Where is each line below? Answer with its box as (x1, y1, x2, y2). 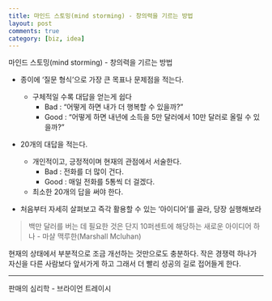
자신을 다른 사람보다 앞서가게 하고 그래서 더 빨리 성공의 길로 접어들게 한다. (8, 259, 241, 269)
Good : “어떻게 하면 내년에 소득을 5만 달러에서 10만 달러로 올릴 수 (44, 112, 252, 122)
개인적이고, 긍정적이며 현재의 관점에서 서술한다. (32, 157, 182, 167)
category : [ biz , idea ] (8, 34, 85, 43)
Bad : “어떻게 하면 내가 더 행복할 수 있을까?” (44, 102, 184, 112)
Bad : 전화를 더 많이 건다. (44, 167, 124, 176)
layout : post (8, 19, 53, 28)
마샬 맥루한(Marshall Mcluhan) (41, 231, 142, 241)
